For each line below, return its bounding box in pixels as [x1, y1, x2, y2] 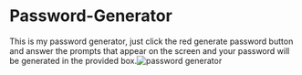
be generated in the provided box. [9, 55, 138, 66]
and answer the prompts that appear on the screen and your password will [9, 45, 290, 56]
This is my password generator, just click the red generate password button [9, 36, 294, 47]
